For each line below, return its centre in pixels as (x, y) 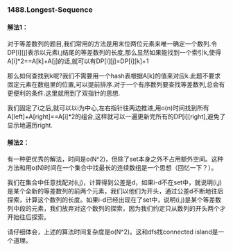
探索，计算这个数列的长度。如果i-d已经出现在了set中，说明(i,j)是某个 (105, 200)
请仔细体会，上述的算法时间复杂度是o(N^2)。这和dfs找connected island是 (113, 232)
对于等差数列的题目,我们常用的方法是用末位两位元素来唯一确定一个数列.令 (112, 44)
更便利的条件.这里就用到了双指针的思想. (64, 93)
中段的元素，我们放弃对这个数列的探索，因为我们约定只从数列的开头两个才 (119, 209)
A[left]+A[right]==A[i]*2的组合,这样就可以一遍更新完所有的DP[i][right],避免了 (116, 116)
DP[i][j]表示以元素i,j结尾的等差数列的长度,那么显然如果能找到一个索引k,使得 (114, 53)
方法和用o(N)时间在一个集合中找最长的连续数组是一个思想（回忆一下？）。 (112, 168)
